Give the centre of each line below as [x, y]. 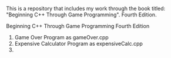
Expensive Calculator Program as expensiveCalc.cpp [78, 44]
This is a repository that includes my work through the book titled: [86, 8]
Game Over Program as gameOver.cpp [61, 37]
